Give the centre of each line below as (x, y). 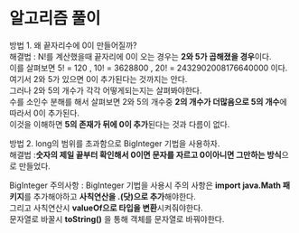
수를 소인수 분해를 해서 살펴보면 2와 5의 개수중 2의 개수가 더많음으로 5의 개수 (145, 101)
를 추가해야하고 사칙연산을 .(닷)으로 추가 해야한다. (110, 196)
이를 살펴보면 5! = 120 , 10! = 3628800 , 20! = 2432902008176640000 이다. (149, 68)
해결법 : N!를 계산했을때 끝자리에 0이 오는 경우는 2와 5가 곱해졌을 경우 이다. (140, 56)
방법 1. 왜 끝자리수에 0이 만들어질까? (73, 45)
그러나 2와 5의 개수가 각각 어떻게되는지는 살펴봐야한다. (106, 90)
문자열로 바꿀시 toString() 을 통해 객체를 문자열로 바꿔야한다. (117, 219)
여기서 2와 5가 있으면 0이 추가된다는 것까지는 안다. (98, 79)
